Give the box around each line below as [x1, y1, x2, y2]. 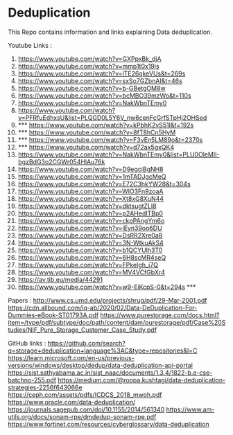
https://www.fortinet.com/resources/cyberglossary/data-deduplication [8, 420, 210, 428]
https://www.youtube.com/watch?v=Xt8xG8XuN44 [17, 194, 164, 202]
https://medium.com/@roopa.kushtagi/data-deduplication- [58, 375, 226, 384]
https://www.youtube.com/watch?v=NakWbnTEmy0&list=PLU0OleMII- [17, 150, 221, 159]
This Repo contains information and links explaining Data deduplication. [8, 28, 212, 36]
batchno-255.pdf [8, 375, 57, 384]
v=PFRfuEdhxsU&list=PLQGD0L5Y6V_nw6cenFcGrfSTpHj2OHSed [17, 113, 207, 122]
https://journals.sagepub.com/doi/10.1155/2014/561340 [8, 405, 165, 414]
